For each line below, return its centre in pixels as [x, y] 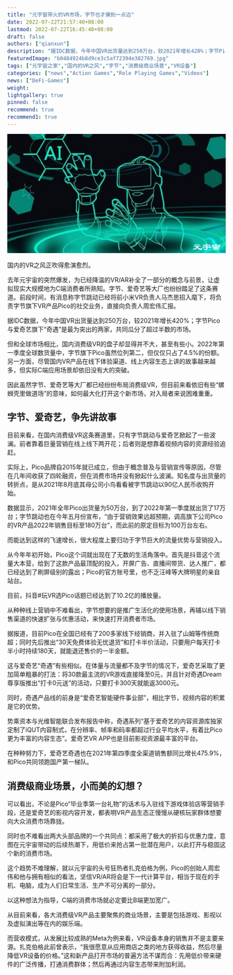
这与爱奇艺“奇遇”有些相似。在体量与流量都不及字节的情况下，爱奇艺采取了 [113, 666]
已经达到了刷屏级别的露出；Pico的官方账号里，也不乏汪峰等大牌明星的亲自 [114, 572]
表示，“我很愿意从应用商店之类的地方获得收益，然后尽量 [142, 947]
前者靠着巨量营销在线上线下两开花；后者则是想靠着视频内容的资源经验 [119, 444]
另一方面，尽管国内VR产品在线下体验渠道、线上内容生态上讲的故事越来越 [112, 361]
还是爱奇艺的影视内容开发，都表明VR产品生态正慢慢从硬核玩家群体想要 [120, 813]
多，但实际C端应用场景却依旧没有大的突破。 [70, 370]
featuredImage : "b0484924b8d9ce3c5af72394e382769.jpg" [88, 59]
